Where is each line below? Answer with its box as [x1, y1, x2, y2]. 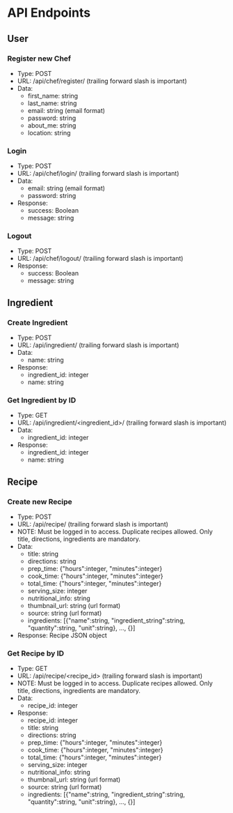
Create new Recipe [7, 496, 73, 506]
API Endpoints [7, 5, 91, 21]
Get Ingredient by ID [7, 395, 77, 405]
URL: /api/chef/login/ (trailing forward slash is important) [17, 169, 179, 178]
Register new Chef [7, 54, 72, 63]
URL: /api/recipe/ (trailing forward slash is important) [17, 520, 169, 529]
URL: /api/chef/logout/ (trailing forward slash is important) [17, 254, 184, 263]
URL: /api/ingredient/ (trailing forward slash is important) [17, 341, 179, 349]
